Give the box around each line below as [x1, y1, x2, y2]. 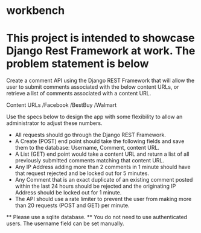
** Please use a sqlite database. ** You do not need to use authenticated [6, 214, 188, 221]
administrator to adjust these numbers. [6, 120, 103, 127]
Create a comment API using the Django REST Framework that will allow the [6, 77, 195, 85]
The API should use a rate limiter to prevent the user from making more [14, 196, 192, 203]
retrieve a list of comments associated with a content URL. [6, 90, 152, 97]
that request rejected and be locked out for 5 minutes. [14, 170, 150, 177]
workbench [6, 4, 65, 18]
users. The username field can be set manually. [6, 220, 124, 227]
